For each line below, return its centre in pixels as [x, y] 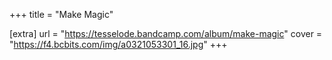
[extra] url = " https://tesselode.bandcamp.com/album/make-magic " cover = [166, 33]
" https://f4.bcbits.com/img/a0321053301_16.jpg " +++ [118, 44]
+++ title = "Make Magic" [61, 14]
